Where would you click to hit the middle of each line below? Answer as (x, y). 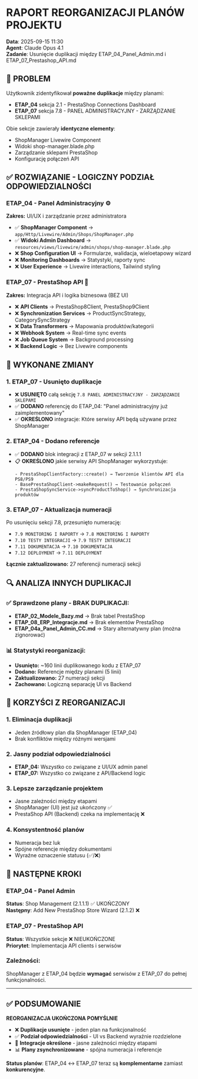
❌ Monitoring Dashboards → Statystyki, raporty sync (80, 260)
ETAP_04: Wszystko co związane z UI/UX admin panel (81, 766)
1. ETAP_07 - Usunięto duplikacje (54, 382)
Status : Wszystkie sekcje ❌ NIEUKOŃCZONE (61, 939)
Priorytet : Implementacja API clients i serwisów (64, 945)
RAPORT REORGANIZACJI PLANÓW (95, 13)
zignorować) (30, 635)
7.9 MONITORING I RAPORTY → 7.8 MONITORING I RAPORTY (82, 534)
